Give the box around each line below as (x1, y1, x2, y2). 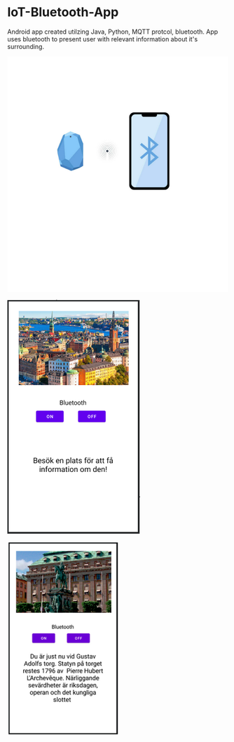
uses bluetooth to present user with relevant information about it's (7, 34, 198, 43)
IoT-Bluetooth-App (7, 4, 119, 20)
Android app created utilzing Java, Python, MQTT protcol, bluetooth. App (7, 27, 219, 36)
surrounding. (7, 42, 44, 50)
